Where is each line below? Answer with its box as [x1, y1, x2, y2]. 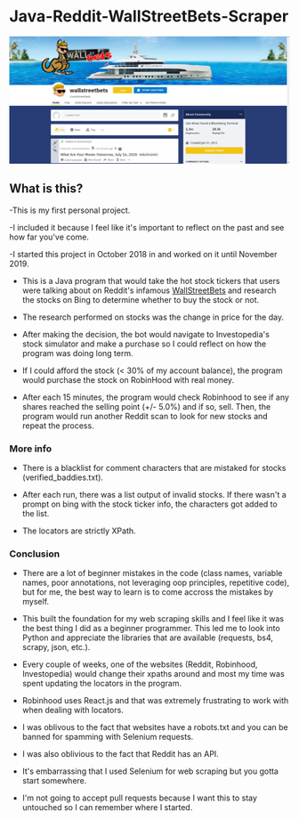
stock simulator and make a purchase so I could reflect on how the [21, 338, 267, 349]
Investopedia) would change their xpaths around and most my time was [21, 669, 285, 679]
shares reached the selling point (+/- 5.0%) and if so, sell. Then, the [21, 401, 271, 411]
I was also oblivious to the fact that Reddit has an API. [21, 749, 220, 759]
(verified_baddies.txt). [21, 472, 104, 483]
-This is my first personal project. [9, 205, 131, 215]
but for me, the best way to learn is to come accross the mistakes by [21, 587, 274, 597]
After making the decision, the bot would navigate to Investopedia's [21, 329, 270, 339]
